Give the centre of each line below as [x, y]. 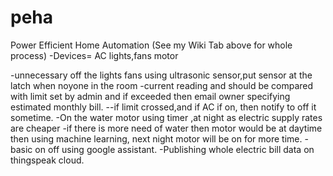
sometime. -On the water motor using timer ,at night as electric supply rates [166, 117]
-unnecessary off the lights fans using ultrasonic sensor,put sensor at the [161, 75]
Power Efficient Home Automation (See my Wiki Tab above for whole [151, 45]
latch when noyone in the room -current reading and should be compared [162, 85]
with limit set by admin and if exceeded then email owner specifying [150, 96]
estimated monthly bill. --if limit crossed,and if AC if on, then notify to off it [163, 107]
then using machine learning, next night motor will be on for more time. [156, 138]
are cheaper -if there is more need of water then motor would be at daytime [166, 128]
